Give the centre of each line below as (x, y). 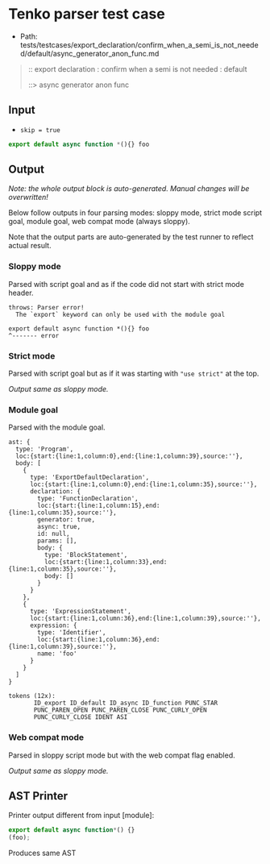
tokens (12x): (32, 696)
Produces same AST (42, 853)
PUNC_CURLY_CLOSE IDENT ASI (81, 717)
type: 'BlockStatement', (86, 555)
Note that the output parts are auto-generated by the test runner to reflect (131, 237)
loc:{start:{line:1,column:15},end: (99, 506)
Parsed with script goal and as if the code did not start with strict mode (126, 284)
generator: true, (66, 520)
